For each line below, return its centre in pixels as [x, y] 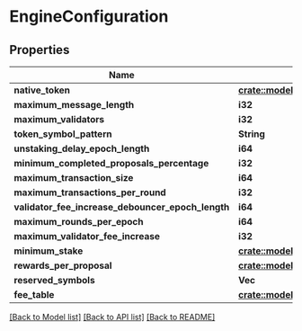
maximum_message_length [74, 105]
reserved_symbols [55, 280]
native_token [42, 90]
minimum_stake [49, 251]
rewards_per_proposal [63, 265]
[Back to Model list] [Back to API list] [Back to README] [112, 317]
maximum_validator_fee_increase [87, 236]
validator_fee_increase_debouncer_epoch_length [122, 207]
